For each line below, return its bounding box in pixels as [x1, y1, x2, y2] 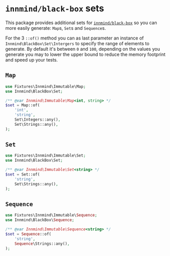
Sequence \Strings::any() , [14, 241, 70, 246]
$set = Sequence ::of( [5, 231, 52, 237]
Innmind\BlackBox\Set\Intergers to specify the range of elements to [5, 40, 150, 46]
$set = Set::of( [5, 172, 40, 177]
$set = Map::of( [5, 103, 40, 108]
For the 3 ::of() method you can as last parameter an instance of [5, 35, 144, 41]
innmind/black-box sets [5, 3, 104, 14]
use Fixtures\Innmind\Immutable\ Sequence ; [5, 213, 97, 218]
